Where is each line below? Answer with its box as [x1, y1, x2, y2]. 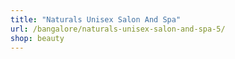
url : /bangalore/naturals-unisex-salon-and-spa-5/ [10, 24, 226, 34]
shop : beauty [10, 33, 65, 43]
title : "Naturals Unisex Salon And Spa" [10, 14, 182, 25]
